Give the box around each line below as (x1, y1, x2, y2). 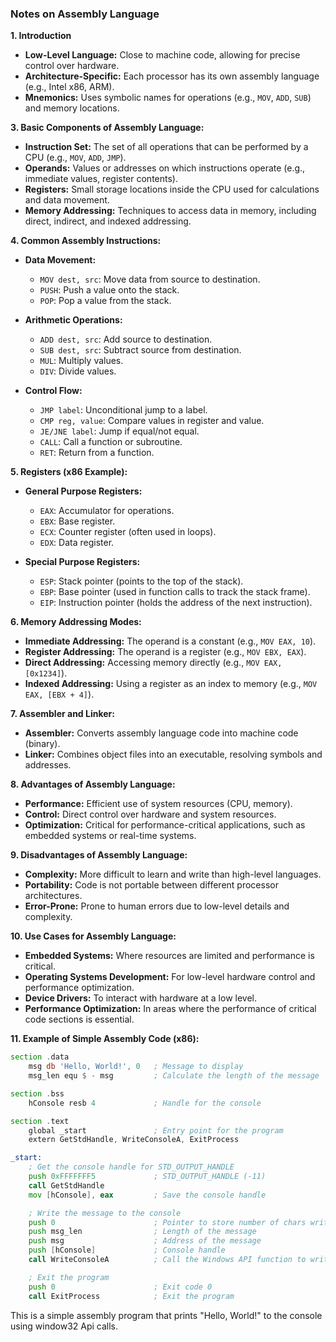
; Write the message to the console (28, 1208, 182, 1218)
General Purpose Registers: (24, 485, 143, 497)
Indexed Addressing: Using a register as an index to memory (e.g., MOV (24, 678, 318, 690)
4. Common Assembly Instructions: (10, 235, 162, 247)
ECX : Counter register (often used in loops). (39, 526, 217, 538)
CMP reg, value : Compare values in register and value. (39, 415, 265, 427)
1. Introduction (10, 30, 72, 42)
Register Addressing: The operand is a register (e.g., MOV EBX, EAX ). (24, 646, 307, 658)
